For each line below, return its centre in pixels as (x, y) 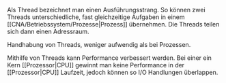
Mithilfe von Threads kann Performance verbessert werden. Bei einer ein (109, 58)
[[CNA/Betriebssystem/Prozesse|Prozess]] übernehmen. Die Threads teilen (113, 24)
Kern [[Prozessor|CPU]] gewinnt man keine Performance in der (96, 65)
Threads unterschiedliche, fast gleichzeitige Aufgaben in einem (96, 17)
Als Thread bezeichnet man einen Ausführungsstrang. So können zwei (107, 10)
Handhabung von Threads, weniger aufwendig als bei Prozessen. (99, 45)
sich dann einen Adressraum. (48, 31)
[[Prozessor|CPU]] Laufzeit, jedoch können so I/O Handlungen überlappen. (113, 72)
